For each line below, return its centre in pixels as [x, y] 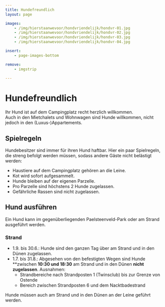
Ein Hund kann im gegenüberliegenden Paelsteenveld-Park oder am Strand [82, 219]
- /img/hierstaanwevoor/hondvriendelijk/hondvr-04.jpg [72, 42]
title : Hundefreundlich [30, 10]
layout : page [19, 14]
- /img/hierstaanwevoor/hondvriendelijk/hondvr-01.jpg [72, 28]
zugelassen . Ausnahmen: [39, 270]
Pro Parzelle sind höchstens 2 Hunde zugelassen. [63, 186]
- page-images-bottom [36, 55]
